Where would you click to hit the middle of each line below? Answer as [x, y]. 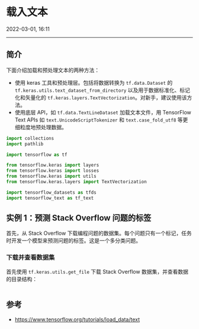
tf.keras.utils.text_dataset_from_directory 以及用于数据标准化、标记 [102, 90]
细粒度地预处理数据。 [41, 127]
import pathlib [25, 144]
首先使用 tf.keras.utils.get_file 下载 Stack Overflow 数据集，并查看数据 [97, 271]
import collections [30, 138]
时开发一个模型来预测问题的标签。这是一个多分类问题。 [73, 241]
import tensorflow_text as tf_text [50, 198]
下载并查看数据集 [31, 257]
